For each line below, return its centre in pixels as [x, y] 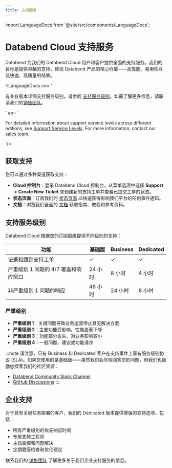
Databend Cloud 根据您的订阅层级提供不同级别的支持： [63, 236]
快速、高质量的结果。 [32, 75]
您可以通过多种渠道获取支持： [37, 174]
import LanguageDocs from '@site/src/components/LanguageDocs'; [78, 25]
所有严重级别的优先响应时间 [42, 430]
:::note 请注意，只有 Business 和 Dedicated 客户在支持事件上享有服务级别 [82, 353]
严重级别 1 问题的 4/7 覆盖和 [42, 269]
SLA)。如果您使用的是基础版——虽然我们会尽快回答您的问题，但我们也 [87, 360]
